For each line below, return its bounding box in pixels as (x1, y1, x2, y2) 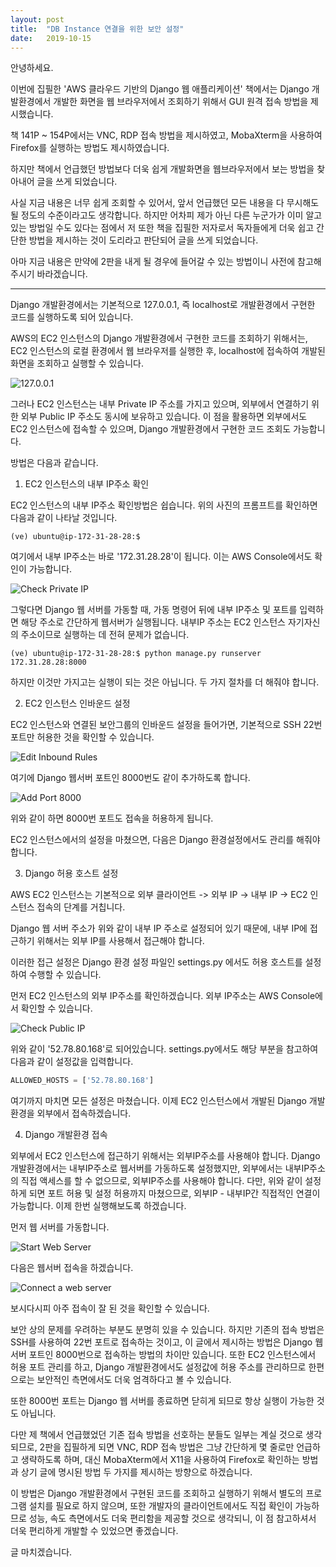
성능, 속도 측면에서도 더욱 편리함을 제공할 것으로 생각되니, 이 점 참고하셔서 (28, 1512, 317, 1525)
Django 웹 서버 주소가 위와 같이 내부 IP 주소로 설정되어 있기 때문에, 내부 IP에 (10, 922, 308, 935)
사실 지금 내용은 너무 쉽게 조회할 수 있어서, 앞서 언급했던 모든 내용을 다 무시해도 (10, 197, 320, 209)
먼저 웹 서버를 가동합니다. (10, 1221, 110, 1233)
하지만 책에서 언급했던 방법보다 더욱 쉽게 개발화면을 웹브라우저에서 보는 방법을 (10, 163, 315, 175)
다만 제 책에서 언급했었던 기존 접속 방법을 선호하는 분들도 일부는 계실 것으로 (10, 1429, 304, 1441)
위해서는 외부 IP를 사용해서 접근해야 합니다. (36, 935, 205, 947)
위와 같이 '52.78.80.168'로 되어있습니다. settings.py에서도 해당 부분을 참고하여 (10, 1043, 319, 1055)
